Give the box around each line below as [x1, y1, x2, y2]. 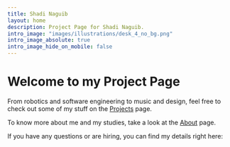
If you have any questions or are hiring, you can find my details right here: [7, 131, 224, 140]
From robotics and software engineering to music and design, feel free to [7, 97, 221, 105]
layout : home [7, 17, 46, 24]
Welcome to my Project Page [7, 73, 180, 90]
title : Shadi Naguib [7, 10, 69, 18]
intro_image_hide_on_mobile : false [7, 43, 113, 50]
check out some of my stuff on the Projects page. [7, 104, 153, 113]
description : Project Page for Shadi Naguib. [7, 23, 144, 30]
